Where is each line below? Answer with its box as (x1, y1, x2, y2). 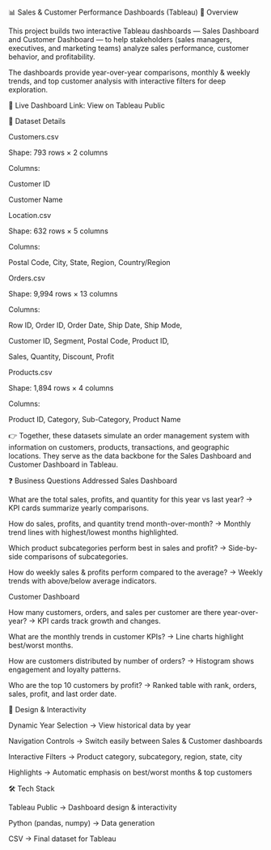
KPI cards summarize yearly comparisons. (8, 503, 150, 513)
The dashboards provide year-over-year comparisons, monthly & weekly (8, 68, 251, 77)
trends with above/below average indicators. (8, 576, 157, 586)
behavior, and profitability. (8, 52, 95, 62)
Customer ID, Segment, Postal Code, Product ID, (8, 336, 170, 345)
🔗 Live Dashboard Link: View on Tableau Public (8, 100, 166, 110)
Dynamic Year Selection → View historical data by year (8, 720, 192, 730)
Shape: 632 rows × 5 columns (8, 226, 109, 236)
